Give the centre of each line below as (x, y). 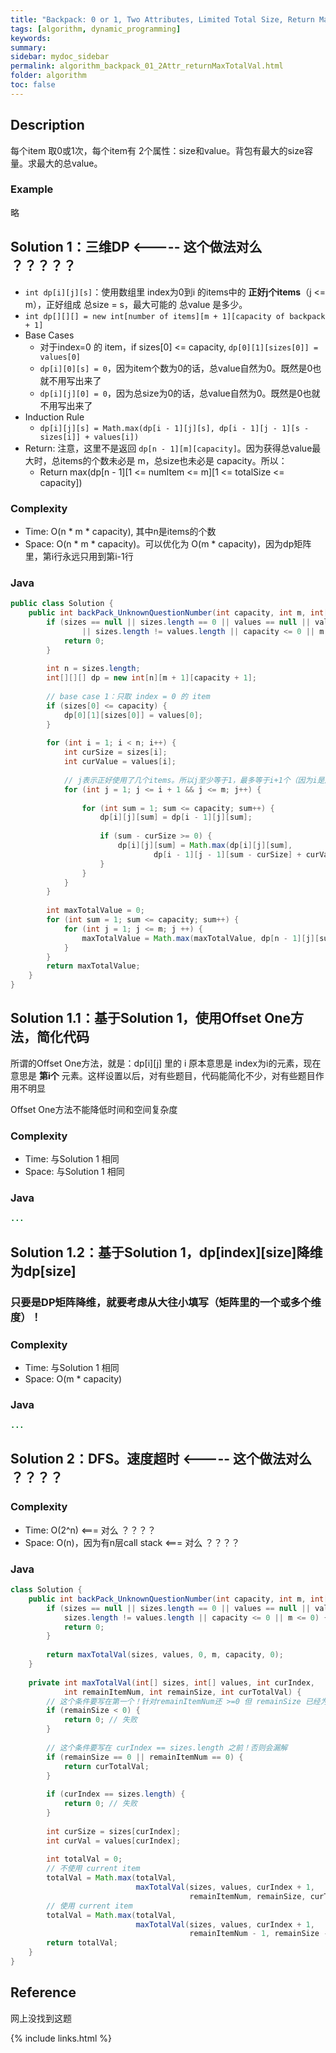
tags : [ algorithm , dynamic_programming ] (96, 29)
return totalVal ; (82, 1943)
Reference (43, 1992)
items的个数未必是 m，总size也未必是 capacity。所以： (173, 460)
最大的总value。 (69, 163)
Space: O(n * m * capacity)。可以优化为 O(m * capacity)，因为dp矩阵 (168, 543)
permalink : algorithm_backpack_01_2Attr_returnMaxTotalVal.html (147, 66)
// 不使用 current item (93, 1869)
